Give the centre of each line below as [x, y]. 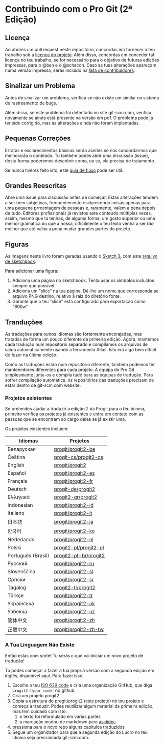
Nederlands [21, 540]
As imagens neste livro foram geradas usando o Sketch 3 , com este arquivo [81, 256]
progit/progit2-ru [74, 563]
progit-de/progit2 [75, 489]
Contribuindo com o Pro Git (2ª [69, 9]
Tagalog [17, 588]
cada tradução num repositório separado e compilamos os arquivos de [76, 344]
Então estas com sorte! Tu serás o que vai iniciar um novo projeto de [74, 655]
